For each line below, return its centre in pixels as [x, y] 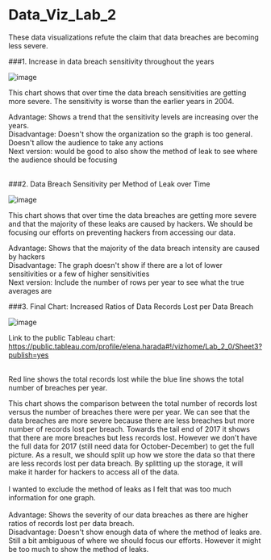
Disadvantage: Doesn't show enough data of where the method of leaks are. [135, 532]
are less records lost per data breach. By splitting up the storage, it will [126, 463]
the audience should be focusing [63, 160]
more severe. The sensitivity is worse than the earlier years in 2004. [121, 101]
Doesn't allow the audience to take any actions [86, 142]
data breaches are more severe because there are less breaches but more [132, 420]
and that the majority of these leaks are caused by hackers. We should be [131, 224]
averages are [30, 290]
